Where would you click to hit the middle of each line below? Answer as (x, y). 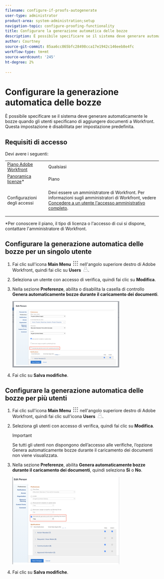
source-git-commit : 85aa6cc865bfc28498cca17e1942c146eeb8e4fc (70, 47)
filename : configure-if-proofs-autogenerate (51, 10)
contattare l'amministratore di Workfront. (46, 229)
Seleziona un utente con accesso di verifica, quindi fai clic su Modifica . (84, 279)
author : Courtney (23, 42)
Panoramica (19, 176)
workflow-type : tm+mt (27, 52)
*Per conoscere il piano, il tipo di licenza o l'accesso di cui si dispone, (75, 223)
